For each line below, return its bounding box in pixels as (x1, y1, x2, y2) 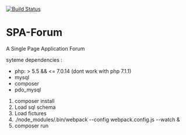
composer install (14, 97, 55, 104)
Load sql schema (14, 104, 56, 111)
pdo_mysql (14, 86, 41, 93)
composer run (14, 122, 48, 129)
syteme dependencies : (6, 56, 63, 63)
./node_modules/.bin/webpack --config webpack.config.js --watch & (14, 116, 180, 123)
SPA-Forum (6, 26, 63, 39)
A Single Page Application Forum (6, 45, 85, 52)
